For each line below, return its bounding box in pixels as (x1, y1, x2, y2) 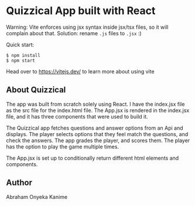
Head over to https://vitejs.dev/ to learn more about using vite (6, 67, 155, 75)
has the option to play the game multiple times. (6, 143, 119, 150)
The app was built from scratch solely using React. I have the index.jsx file (6, 100, 185, 107)
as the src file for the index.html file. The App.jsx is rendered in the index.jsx (6, 107, 190, 114)
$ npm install (6, 52, 41, 58)
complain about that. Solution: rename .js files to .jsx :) (6, 29, 142, 36)
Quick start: (6, 41, 34, 48)
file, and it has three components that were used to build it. (6, 113, 148, 120)
